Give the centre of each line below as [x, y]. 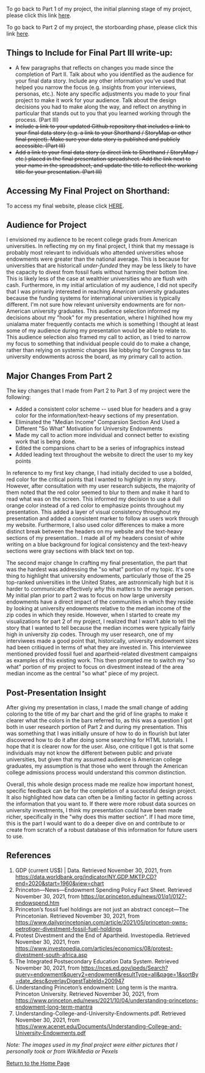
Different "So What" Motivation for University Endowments [89, 428]
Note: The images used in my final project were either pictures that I [92, 1045]
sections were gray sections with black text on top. [70, 551]
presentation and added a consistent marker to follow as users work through [103, 518]
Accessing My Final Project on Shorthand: [88, 191]
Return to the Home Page [38, 1063]
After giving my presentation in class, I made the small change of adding [97, 708]
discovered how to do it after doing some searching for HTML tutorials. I [97, 740]
